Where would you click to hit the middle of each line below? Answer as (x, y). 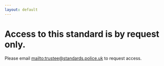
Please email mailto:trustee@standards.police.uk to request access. (73, 58)
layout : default (21, 10)
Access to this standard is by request (82, 34)
